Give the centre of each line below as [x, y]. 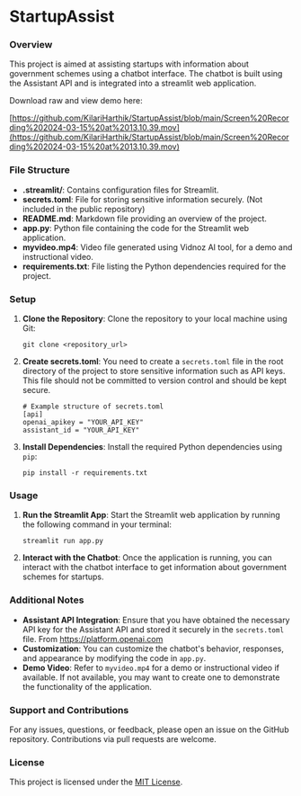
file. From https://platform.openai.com [93, 639]
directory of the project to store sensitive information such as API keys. [154, 371]
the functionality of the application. [87, 686]
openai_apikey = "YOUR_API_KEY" [83, 423]
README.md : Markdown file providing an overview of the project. [145, 219]
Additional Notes [47, 600]
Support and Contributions [69, 710]
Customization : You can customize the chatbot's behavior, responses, [153, 648]
